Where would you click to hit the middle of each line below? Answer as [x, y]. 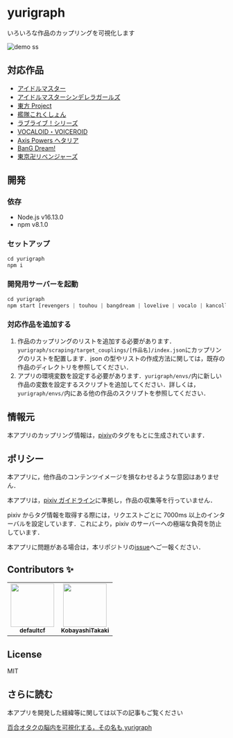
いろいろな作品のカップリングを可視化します [71, 33]
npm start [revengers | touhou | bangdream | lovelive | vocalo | [105, 306]
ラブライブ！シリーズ [48, 123]
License [25, 654]
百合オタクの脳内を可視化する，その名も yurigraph [80, 727]
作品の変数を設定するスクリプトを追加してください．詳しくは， [108, 384]
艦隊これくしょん [42, 114]
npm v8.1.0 [33, 225]
